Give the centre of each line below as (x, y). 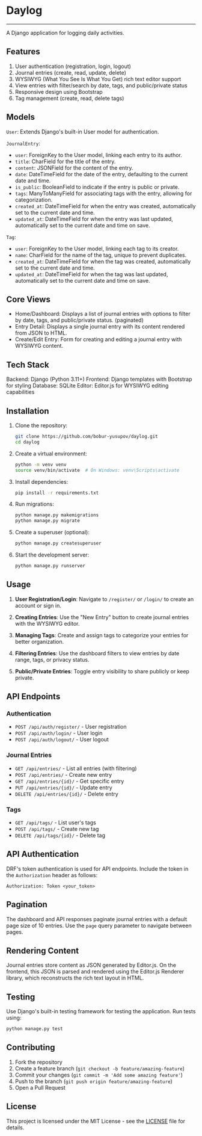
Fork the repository (39, 1062)
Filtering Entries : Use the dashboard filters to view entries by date (97, 653)
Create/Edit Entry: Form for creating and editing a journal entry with (98, 339)
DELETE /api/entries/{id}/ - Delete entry (66, 794)
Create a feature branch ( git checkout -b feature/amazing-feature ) (100, 1068)
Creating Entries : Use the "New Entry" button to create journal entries (102, 617)
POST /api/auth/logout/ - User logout (62, 739)
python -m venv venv (41, 465)
